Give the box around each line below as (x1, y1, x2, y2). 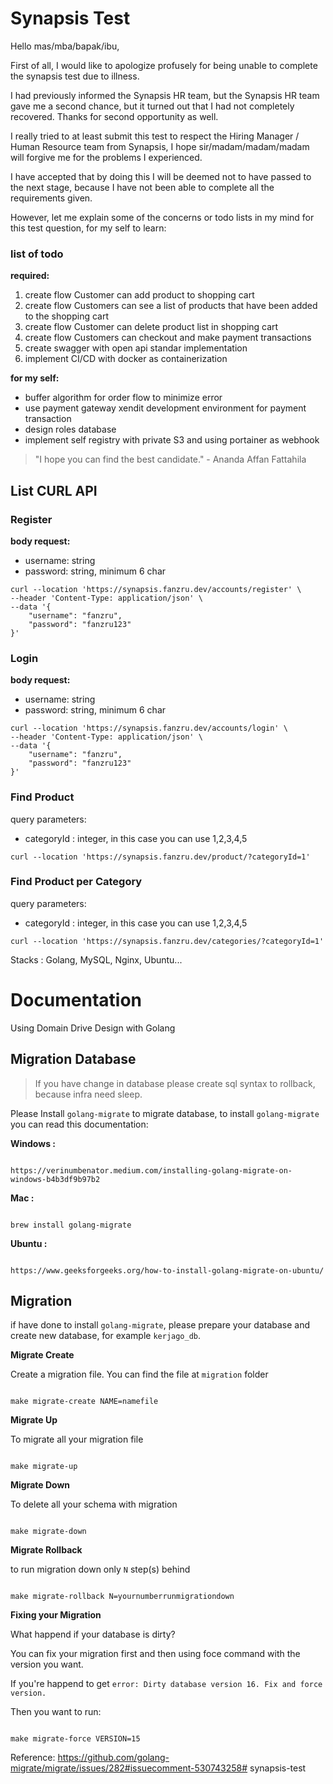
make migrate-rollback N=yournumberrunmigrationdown (10, 1592, 235, 1602)
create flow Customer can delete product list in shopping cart (24, 321, 279, 333)
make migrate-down (10, 1527, 87, 1537)
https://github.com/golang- (57, 1752, 170, 1764)
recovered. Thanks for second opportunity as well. (10, 110, 219, 122)
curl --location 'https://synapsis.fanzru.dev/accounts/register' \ (10, 584, 302, 594)
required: (10, 270, 50, 282)
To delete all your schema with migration (10, 1498, 178, 1511)
